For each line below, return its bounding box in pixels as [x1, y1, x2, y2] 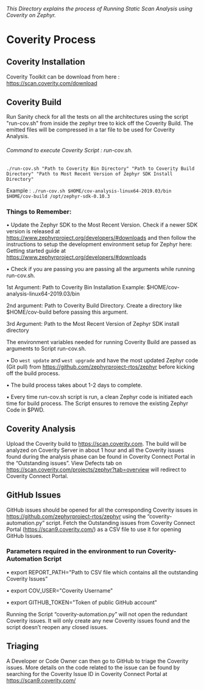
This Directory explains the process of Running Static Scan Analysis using [6, 5, 193, 12]
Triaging [6, 641, 39, 652]
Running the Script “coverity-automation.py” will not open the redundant [6, 610, 188, 618]
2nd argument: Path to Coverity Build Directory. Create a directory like [6, 301, 182, 309]
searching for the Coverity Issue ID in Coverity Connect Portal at [6, 670, 167, 677]
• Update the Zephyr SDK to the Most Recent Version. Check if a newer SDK [6, 221, 198, 228]
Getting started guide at [6, 247, 66, 254]
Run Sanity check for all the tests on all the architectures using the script [6, 113, 189, 121]
